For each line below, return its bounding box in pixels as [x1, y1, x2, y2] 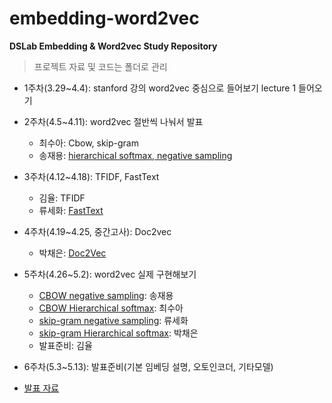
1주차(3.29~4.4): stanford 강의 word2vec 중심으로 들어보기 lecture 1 [23, 82, 297, 94]
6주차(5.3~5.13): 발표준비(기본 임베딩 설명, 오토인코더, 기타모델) [23, 360, 274, 372]
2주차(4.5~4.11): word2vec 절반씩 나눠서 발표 [23, 115, 204, 127]
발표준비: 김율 [38, 339, 93, 351]
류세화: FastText [38, 204, 104, 216]
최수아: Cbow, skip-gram [38, 137, 139, 149]
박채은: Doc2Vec [38, 247, 107, 259]
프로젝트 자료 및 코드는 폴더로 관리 [33, 60, 168, 72]
